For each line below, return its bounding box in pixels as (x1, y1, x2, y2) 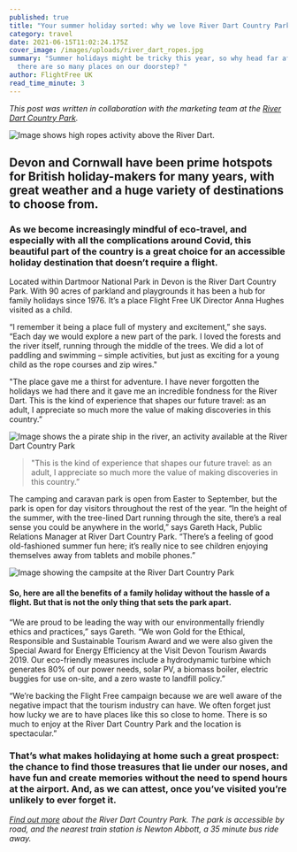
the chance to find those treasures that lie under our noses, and (9, 761, 288, 773)
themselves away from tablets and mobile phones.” (9, 550, 196, 561)
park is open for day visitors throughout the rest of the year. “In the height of (9, 503, 287, 514)
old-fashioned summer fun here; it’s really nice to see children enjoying (9, 541, 269, 551)
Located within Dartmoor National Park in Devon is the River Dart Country (9, 276, 277, 288)
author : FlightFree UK (9, 71, 93, 80)
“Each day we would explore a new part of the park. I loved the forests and (9, 331, 281, 342)
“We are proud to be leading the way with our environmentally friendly (9, 617, 265, 627)
